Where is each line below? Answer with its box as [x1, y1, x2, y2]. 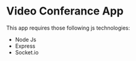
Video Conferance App [6, 4, 124, 18]
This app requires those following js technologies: [6, 24, 131, 31]
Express [15, 42, 36, 50]
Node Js [15, 36, 36, 43]
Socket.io [15, 48, 39, 56]
